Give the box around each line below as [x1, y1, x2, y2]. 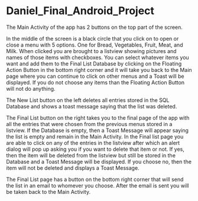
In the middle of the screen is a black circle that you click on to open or [6, 35, 179, 42]
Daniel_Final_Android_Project [6, 4, 155, 18]
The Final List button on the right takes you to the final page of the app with [6, 114, 190, 121]
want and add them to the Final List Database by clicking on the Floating [6, 60, 182, 67]
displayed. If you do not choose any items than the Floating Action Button [6, 78, 185, 86]
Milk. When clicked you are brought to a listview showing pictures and [6, 47, 177, 54]
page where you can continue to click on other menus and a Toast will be [6, 73, 184, 80]
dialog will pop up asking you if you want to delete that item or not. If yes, [6, 146, 185, 153]
